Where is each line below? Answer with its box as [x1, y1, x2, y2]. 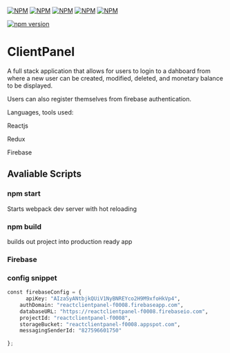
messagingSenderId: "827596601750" [19, 327, 122, 334]
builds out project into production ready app [7, 237, 133, 245]
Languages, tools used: [7, 108, 74, 117]
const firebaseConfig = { [7, 289, 82, 296]
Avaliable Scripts [7, 168, 82, 180]
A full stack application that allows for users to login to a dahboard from [7, 66, 211, 75]
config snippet [7, 273, 57, 283]
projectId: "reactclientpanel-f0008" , [19, 314, 131, 321]
